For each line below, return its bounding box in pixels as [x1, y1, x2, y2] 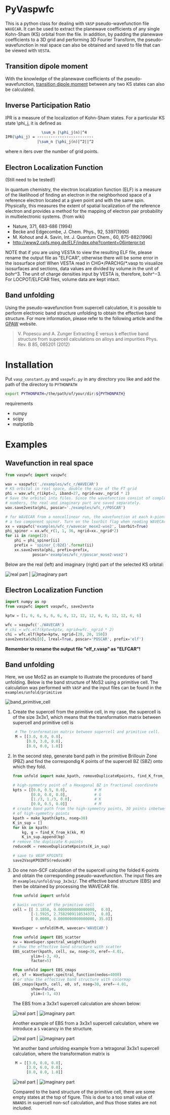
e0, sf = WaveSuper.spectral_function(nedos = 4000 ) [12, 972, 122, 977]
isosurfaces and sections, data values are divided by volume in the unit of [5, 266, 159, 271]
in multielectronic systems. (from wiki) [5, 213, 85, 219]
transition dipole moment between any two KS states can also [36, 81, 165, 87]
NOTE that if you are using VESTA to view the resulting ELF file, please [5, 249, 152, 255]
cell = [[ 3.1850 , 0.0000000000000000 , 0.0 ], [12, 907, 113, 912]
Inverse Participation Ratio [5, 101, 91, 110]
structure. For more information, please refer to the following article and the [5, 315, 163, 321]
